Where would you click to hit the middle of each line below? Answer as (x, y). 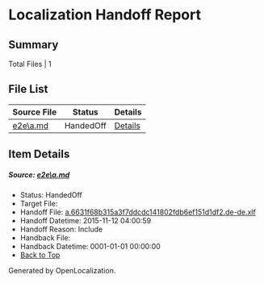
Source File (35, 112)
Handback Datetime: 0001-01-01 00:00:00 (90, 247)
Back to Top (40, 255)
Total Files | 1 (30, 64)
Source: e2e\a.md (39, 174)
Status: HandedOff (51, 195)
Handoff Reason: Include (61, 229)
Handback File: (45, 238)
